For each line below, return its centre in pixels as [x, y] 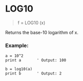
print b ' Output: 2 [33, 73]
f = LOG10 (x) [31, 23]
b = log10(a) [19, 69]
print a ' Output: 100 [36, 60]
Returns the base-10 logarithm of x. [42, 32]
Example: [17, 45]
